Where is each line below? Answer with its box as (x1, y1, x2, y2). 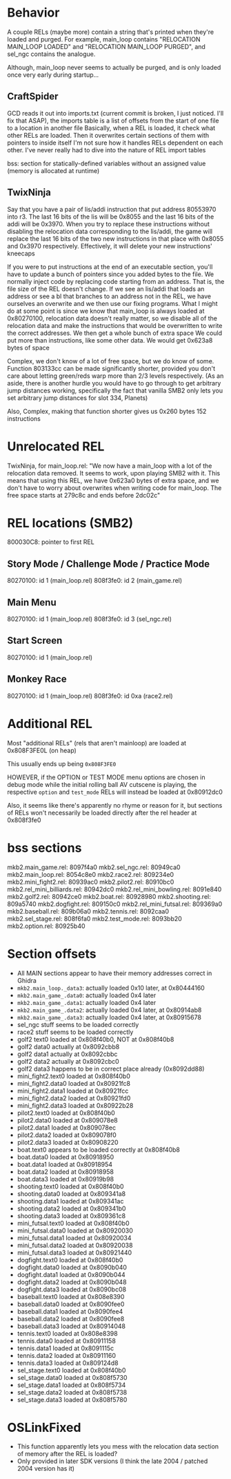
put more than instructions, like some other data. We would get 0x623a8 (7, 336, 213, 344)
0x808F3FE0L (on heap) (7, 746, 77, 754)
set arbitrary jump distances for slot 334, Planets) (7, 393, 148, 402)
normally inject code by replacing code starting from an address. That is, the (7, 277, 225, 285)
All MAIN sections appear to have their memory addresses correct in (17, 969, 212, 977)
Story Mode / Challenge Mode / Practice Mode (7, 558, 210, 570)
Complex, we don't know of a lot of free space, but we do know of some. (7, 356, 214, 365)
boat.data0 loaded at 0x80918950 (17, 1152, 114, 1161)
